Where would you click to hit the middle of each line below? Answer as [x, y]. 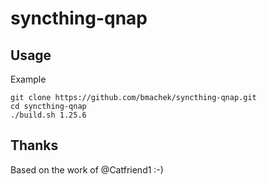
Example [28, 79]
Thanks [34, 145]
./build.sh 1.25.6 [48, 115]
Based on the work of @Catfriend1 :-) [87, 169]
